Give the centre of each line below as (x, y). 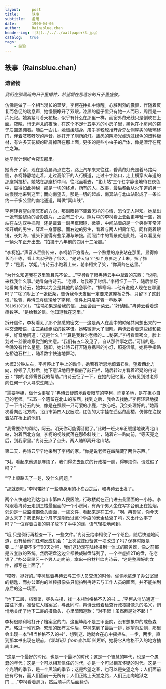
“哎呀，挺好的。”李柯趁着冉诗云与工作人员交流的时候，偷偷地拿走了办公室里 (82, 576)
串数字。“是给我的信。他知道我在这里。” (45, 312)
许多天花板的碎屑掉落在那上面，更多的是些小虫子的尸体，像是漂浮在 (87, 142)
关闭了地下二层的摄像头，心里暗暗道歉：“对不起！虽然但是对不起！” (83, 611)
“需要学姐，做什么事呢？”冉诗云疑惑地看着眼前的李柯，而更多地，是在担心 (81, 393)
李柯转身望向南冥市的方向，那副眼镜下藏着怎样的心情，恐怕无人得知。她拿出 (83, 211)
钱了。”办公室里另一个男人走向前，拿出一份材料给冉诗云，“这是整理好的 (77, 560)
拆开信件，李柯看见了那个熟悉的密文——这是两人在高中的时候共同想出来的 (81, 323)
